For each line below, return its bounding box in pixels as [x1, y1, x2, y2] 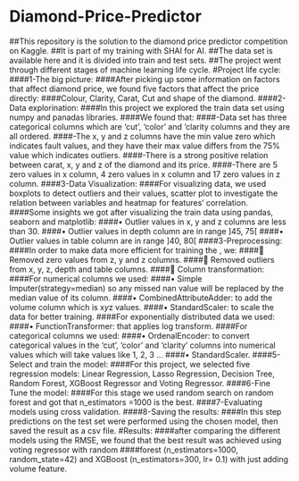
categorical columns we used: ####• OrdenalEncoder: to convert [9, 330, 250, 341]
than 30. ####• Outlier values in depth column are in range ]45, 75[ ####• [9, 225, 284, 236]
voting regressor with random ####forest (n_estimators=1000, [9, 444, 239, 455]
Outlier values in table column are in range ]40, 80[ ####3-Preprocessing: [9, 235, 283, 246]
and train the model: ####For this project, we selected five [34, 359, 251, 369]
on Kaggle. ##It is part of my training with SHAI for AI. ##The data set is [9, 45, 274, 55]
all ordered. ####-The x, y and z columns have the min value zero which [9, 131, 276, 141]
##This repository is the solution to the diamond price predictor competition [9, 36, 288, 46]
